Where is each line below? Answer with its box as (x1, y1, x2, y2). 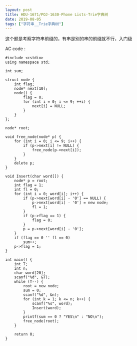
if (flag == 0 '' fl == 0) (14, 235, 70, 241)
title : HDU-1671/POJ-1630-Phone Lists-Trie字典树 (5, 12, 108, 17)
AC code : (5, 46, 26, 52)
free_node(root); (23, 319, 59, 324)
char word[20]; (14, 270, 46, 276)
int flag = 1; (14, 183, 43, 188)
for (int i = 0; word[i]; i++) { (14, 192, 84, 197)
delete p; (14, 161, 35, 166)
